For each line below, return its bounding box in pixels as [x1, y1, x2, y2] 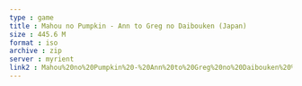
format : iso [9, 38, 58, 47]
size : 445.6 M [9, 30, 67, 39]
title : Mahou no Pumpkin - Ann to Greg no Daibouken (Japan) [9, 21, 247, 30]
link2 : [9, 64, 39, 73]
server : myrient [9, 55, 75, 64]
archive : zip [9, 47, 63, 56]
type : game [9, 13, 54, 22]
